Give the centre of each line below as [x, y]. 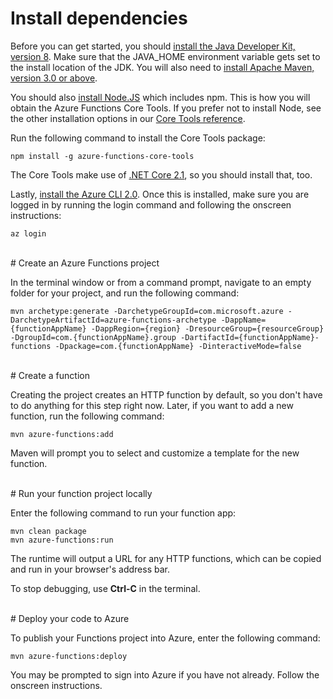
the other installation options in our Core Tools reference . [128, 118]
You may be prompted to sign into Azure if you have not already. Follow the [165, 674]
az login [28, 233]
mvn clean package [48, 531]
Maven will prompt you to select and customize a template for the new [155, 453]
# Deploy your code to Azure [70, 618]
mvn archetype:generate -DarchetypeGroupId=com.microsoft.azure [147, 311]
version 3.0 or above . [54, 78]
